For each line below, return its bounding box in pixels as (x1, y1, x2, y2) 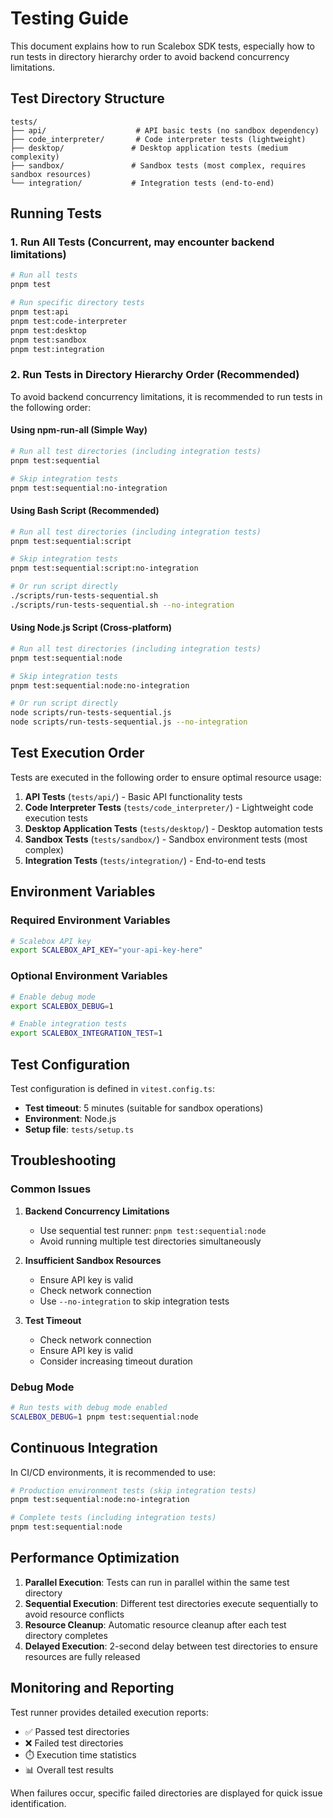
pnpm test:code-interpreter (10, 316, 128, 326)
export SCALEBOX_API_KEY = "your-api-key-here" (10, 945, 203, 956)
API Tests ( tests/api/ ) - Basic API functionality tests (24, 790, 243, 802)
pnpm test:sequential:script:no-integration (10, 563, 199, 574)
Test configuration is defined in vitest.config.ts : (10, 1082, 215, 1094)
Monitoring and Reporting (10, 1680, 175, 1697)
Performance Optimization (10, 1550, 180, 1567)
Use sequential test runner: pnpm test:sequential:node (39, 1224, 267, 1236)
